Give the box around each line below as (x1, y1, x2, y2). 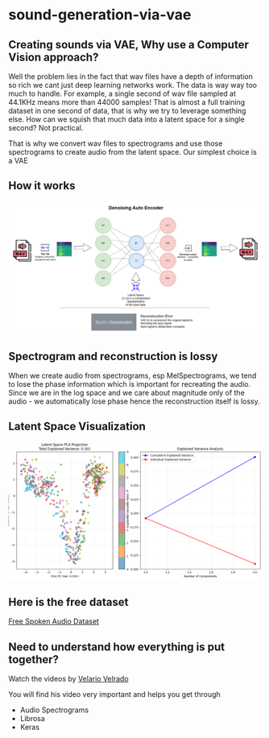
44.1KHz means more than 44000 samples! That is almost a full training (8, 97, 246, 106)
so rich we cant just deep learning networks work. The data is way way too (8, 81, 258, 89)
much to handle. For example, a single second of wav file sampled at (8, 89, 236, 98)
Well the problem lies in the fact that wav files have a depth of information (8, 72, 254, 81)
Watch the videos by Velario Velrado (8, 674, 129, 684)
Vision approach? (8, 50, 99, 64)
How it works (8, 179, 76, 193)
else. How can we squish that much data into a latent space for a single (8, 114, 245, 124)
